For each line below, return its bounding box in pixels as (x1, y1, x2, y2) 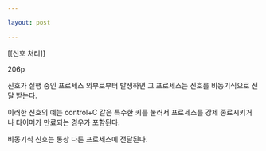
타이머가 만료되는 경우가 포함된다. (15, 117, 120, 127)
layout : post (7, 18, 51, 26)
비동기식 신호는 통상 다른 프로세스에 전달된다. (7, 134, 148, 144)
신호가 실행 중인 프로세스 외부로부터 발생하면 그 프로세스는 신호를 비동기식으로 (7, 80, 250, 90)
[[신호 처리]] (7, 48, 45, 58)
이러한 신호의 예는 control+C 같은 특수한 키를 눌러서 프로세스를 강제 (7, 107, 218, 117)
